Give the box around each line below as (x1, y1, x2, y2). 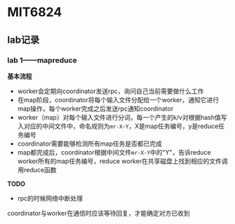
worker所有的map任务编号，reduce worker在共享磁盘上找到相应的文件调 (17, 157, 228, 165)
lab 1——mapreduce (7, 55, 77, 65)
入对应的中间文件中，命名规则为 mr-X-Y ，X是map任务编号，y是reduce (17, 122, 219, 130)
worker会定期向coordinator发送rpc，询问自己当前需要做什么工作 (17, 87, 204, 95)
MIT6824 (7, 4, 62, 20)
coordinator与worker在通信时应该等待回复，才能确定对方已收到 (7, 209, 190, 217)
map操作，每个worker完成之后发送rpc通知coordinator (17, 104, 174, 113)
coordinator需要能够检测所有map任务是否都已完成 (17, 139, 163, 148)
